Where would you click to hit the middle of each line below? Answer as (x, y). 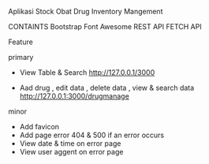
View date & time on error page (70, 143)
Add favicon (39, 127)
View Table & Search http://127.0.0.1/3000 (87, 73)
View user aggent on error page (71, 152)
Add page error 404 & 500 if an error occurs (92, 135)
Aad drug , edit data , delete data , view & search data (107, 88)
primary (21, 57)
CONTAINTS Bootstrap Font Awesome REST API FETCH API (105, 26)
